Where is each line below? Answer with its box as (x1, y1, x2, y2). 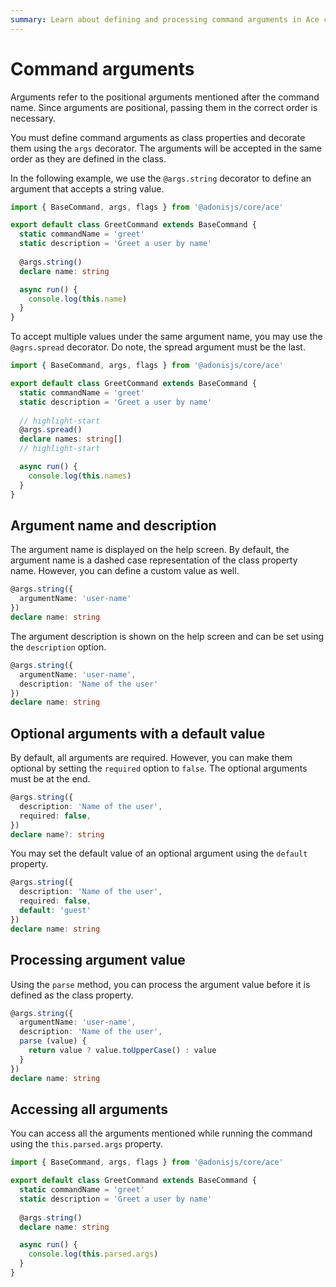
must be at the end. (10, 773, 91, 785)
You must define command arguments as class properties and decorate (10, 131, 306, 143)
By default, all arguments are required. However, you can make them (10, 752, 293, 764)
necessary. (10, 112, 57, 124)
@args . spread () (19, 425, 83, 435)
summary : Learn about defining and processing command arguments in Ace (10, 14, 320, 25)
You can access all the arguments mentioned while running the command (10, 1127, 313, 1140)
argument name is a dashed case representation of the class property (10, 554, 298, 566)
